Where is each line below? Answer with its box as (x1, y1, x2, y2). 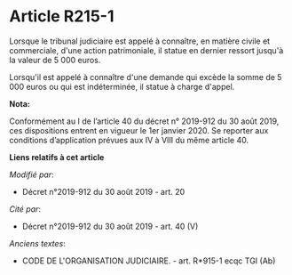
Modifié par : (9, 169, 55, 180)
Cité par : (9, 203, 42, 214)
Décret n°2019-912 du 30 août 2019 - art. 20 (21, 186, 185, 197)
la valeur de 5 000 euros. (9, 54, 101, 65)
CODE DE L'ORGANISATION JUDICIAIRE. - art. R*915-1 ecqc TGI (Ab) (21, 255, 276, 266)
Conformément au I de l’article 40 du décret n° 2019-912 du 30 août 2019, (9, 116, 280, 126)
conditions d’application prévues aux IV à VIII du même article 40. (9, 134, 249, 145)
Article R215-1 (9, 6, 114, 27)
